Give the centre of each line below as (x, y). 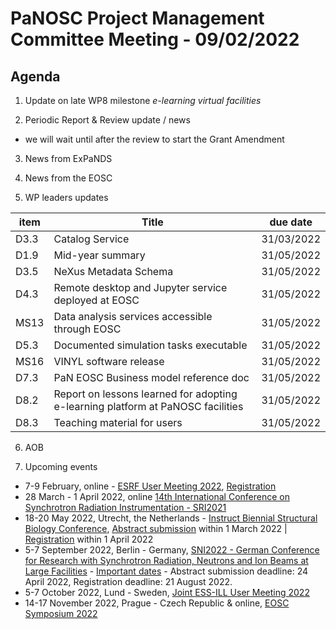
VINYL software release (109, 361)
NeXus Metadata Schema (113, 271)
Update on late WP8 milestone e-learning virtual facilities (143, 100)
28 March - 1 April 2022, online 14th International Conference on (157, 496)
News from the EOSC (68, 178)
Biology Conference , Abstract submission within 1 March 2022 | (156, 528)
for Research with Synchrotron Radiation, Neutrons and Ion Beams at (166, 560)
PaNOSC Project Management (137, 18)
